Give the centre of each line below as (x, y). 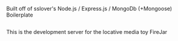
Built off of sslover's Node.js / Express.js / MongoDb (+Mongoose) (89, 9)
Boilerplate (20, 15)
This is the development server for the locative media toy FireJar (87, 32)
